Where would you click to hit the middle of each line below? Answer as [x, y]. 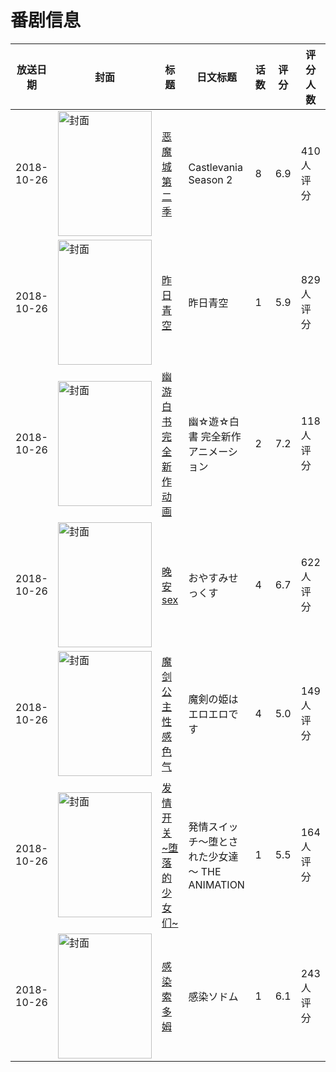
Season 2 [210, 179]
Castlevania [215, 167]
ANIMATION [216, 884]
